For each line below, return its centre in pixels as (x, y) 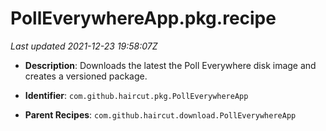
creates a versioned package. (86, 76)
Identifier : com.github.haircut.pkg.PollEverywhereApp (136, 95)
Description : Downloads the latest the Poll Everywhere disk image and (170, 65)
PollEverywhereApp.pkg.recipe (143, 18)
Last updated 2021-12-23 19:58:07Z (84, 46)
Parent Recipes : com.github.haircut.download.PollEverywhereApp (160, 114)
